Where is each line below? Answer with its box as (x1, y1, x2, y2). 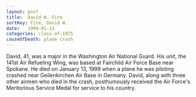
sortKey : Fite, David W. (6, 20, 68, 26)
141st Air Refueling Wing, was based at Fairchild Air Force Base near (6, 59, 174, 66)
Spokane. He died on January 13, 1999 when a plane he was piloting (6, 65, 174, 72)
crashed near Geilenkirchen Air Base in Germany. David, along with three (6, 72, 186, 79)
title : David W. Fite (6, 14, 63, 20)
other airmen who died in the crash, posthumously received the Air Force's (6, 78, 191, 85)
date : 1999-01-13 (6, 25, 55, 32)
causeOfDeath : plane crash (6, 36, 73, 42)
